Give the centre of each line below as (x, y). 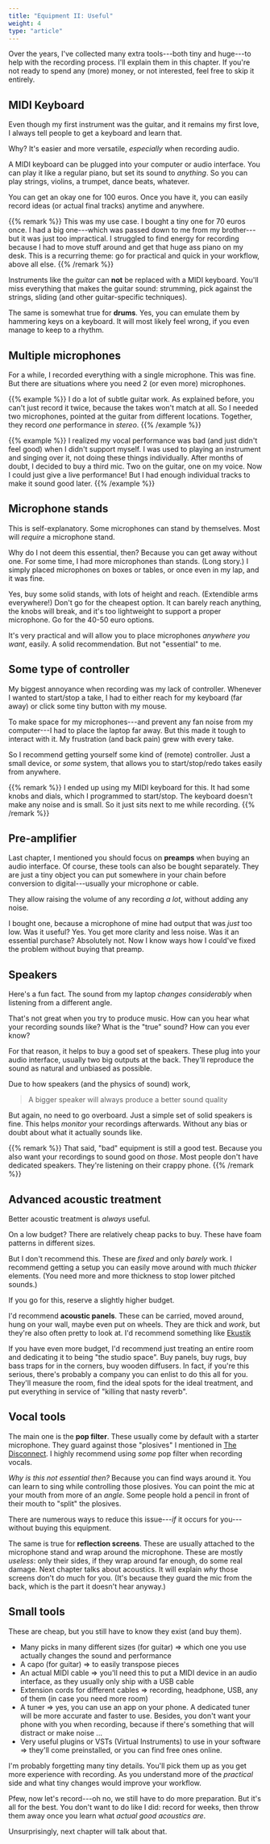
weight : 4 (25, 23)
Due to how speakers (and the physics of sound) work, (100, 1084)
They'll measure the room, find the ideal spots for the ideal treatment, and (131, 1383)
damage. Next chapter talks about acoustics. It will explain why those (123, 1569)
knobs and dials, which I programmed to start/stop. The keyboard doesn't (131, 796)
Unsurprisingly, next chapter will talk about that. (88, 1831)
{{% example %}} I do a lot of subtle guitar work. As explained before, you (132, 399)
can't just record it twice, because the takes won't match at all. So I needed (133, 408)
